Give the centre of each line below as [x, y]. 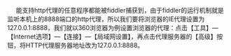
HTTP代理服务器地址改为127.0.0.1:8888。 [85, 45]
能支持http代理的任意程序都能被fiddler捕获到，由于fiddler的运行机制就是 [120, 10]
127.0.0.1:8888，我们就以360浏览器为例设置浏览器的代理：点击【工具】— [113, 28]
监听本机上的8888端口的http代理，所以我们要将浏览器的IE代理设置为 [106, 19]
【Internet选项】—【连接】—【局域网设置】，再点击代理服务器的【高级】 [112, 36]
